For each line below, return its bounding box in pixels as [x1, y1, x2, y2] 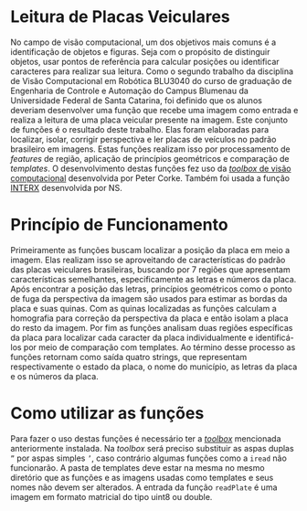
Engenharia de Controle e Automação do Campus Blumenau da [10, 85, 249, 96]
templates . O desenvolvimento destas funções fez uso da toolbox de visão [10, 163, 291, 174]
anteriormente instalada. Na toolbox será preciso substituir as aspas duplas [10, 442, 295, 453]
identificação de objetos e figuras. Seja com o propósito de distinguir [10, 46, 270, 57]
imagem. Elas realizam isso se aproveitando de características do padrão [10, 254, 286, 265]
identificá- [255, 332, 295, 343]
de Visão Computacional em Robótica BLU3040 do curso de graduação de [10, 75, 292, 86]
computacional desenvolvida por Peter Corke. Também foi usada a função [10, 172, 291, 184]
